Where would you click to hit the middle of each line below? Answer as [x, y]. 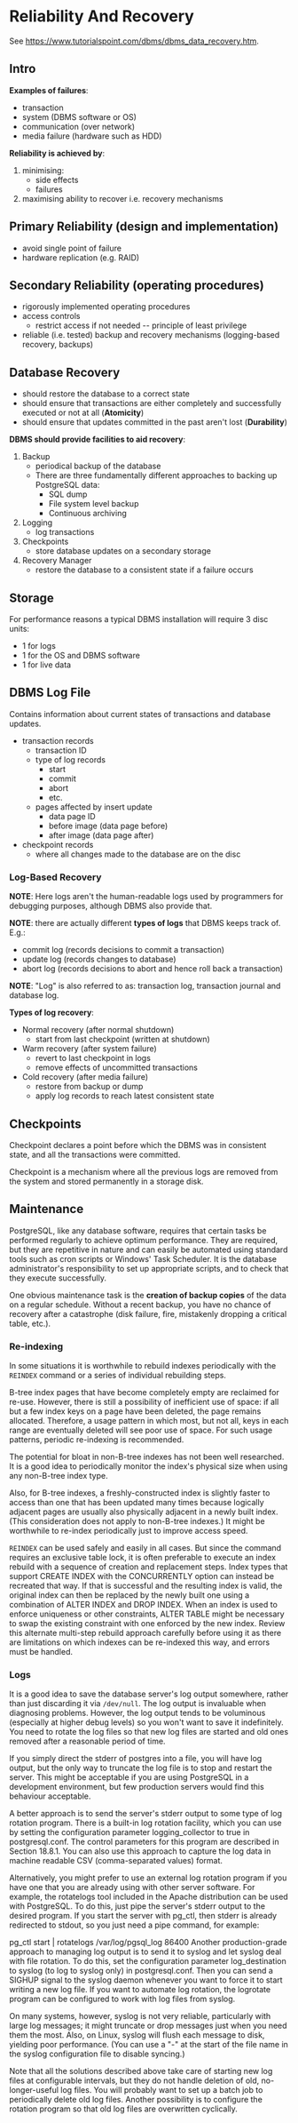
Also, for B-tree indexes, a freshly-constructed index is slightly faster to [140, 1493]
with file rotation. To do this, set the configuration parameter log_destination [148, 1961]
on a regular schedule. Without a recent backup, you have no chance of [140, 1305]
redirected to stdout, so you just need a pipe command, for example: [134, 1925]
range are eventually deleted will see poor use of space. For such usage [141, 1430]
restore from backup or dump [89, 1087]
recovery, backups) [58, 345]
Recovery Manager [57, 561]
